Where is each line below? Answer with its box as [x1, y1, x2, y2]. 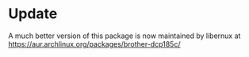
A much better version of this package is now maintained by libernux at [8, 31, 241, 40]
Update [8, 5, 58, 23]
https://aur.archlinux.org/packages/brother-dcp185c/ [8, 39, 181, 48]
